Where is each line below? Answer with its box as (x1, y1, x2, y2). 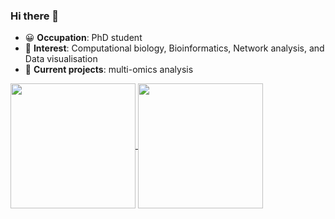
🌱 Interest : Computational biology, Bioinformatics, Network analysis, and (24, 42, 325, 54)
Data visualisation (24, 53, 98, 65)
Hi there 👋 (10, 9, 60, 23)
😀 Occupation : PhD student (24, 32, 143, 44)
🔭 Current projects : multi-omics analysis (24, 64, 194, 76)
